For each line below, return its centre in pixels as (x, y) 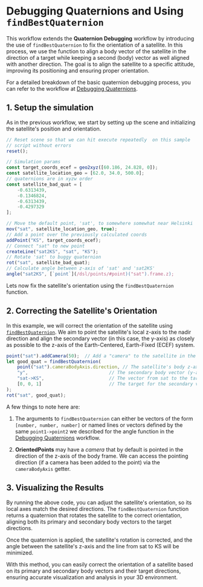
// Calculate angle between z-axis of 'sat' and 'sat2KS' (81, 268)
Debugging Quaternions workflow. (58, 438)
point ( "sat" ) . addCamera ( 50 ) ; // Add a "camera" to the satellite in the (101, 356)
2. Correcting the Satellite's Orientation (82, 311)
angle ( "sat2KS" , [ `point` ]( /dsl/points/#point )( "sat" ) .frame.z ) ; (90, 274)
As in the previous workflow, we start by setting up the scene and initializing (101, 122)
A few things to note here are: (43, 407)
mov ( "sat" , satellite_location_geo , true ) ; (62, 229)
